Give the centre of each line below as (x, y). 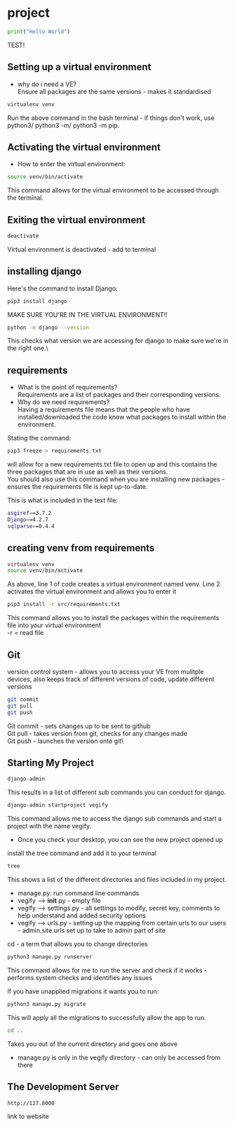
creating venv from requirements (81, 548)
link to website (28, 1116)
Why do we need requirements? (63, 402)
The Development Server (63, 1087)
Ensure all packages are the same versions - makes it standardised (114, 91)
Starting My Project (51, 763)
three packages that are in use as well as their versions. (88, 472)
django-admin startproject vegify (58, 805)
